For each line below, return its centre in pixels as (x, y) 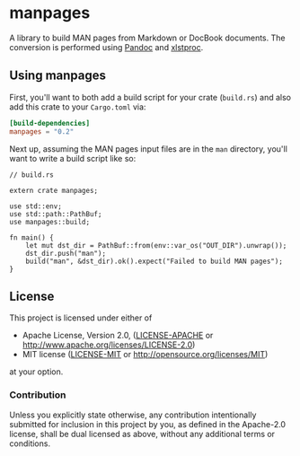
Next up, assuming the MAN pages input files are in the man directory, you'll (148, 149)
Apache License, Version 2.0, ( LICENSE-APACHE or (118, 336)
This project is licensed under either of (81, 318)
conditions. (30, 443)
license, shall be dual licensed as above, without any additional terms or (142, 434)
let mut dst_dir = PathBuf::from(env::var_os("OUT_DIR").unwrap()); (156, 245)
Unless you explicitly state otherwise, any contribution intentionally (133, 415)
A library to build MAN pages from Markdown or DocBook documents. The (147, 38)
